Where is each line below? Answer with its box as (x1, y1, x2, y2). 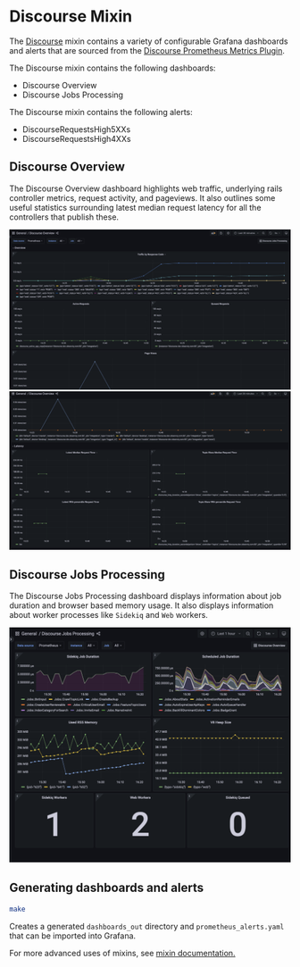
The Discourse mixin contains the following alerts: (9, 106, 194, 117)
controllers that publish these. (9, 212, 119, 222)
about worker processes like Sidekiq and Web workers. (9, 610, 208, 621)
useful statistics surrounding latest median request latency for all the (9, 202, 262, 213)
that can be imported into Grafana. (9, 930, 137, 941)
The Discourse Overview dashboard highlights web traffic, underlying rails (9, 183, 283, 194)
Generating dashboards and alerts (9, 879, 204, 895)
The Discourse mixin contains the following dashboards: (9, 63, 216, 73)
